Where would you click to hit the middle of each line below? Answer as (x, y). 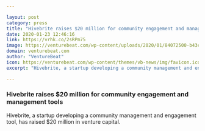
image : (15, 45)
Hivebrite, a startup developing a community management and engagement (101, 115)
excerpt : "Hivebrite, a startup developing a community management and (99, 68)
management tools (35, 102)
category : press (27, 23)
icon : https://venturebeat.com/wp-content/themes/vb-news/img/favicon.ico (103, 62)
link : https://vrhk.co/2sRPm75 (46, 40)
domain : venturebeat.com (38, 51)
